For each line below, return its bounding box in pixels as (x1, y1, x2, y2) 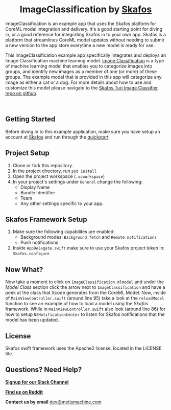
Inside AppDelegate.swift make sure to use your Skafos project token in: (12, 245, 165, 251)
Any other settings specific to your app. (20, 200, 104, 207)
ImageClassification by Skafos (19, 4, 152, 15)
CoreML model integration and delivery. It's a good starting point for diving (5, 26, 162, 32)
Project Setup (5, 149, 50, 157)
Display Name (20, 184, 50, 190)
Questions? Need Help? (5, 366, 82, 374)
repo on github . (5, 90, 38, 96)
